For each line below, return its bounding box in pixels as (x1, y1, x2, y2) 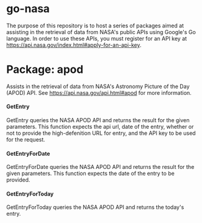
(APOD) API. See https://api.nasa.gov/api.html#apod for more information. (6, 89, 192, 96)
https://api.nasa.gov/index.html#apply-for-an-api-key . (6, 41, 142, 49)
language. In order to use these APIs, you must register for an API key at (6, 35, 187, 42)
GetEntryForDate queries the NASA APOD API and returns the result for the (6, 163, 195, 171)
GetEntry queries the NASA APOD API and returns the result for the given (6, 117, 190, 124)
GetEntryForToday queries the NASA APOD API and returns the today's (6, 204, 184, 211)
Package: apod (6, 63, 84, 77)
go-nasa (6, 2, 50, 16)
